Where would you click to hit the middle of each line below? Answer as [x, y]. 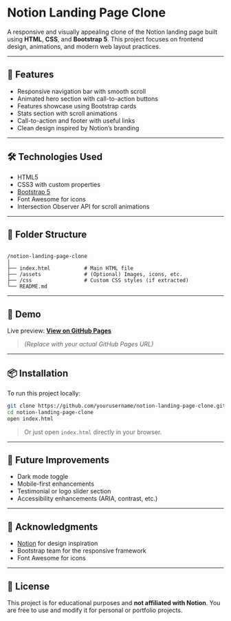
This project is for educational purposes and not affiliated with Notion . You [114, 603]
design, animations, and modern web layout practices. [84, 46]
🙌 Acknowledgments [53, 527]
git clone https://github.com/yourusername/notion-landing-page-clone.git [117, 406]
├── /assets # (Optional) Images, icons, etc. [95, 275]
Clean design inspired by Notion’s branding [78, 128]
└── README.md [27, 287]
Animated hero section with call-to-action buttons [87, 99]
